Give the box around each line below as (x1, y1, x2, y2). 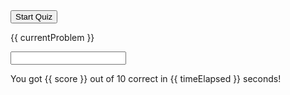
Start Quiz (15, 12, 53, 22)
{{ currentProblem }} (10, 32, 95, 43)
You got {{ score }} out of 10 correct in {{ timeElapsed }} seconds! (10, 73, 282, 84)
